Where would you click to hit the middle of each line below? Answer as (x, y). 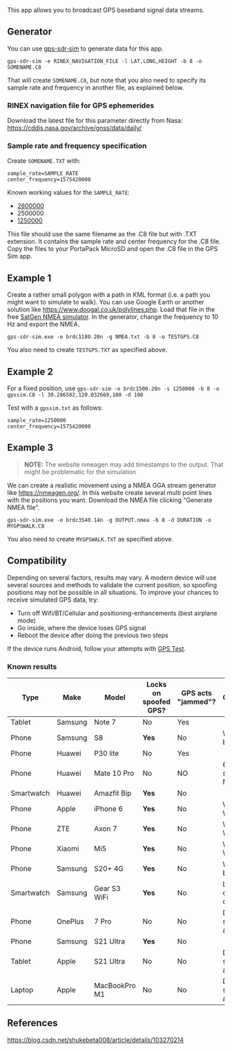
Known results (32, 666)
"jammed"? (196, 702)
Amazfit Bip (113, 793)
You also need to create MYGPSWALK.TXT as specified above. (90, 539)
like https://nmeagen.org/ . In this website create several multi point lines (109, 492)
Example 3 (30, 448)
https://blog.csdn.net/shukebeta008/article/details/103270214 (96, 1040)
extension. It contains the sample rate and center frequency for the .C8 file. (114, 241)
